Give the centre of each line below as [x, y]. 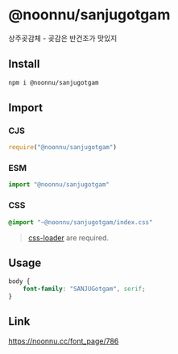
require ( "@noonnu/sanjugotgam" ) [62, 148]
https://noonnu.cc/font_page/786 [64, 341]
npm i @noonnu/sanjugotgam [54, 82]
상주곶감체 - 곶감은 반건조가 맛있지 [63, 38]
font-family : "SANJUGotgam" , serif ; [85, 289]
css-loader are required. [68, 237]
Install [24, 64]
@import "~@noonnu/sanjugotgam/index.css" [81, 222]
